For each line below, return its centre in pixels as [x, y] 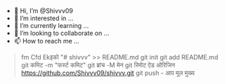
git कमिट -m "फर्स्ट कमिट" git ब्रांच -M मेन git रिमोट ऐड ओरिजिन [98, 65]
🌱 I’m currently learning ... [51, 26]
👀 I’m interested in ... [44, 18]
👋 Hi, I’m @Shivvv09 [44, 11]
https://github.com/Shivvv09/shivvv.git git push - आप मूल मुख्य [108, 73]
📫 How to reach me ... [46, 41]
